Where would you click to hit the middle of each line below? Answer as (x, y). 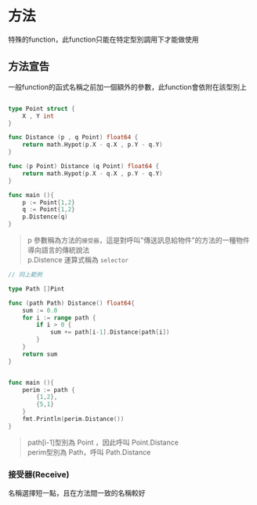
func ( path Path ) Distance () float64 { (71, 303)
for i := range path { (59, 318)
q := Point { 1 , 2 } (49, 210)
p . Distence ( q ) (45, 217)
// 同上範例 (25, 275)
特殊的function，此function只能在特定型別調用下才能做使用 (103, 39)
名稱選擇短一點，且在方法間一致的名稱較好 (77, 493)
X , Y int (38, 116)
